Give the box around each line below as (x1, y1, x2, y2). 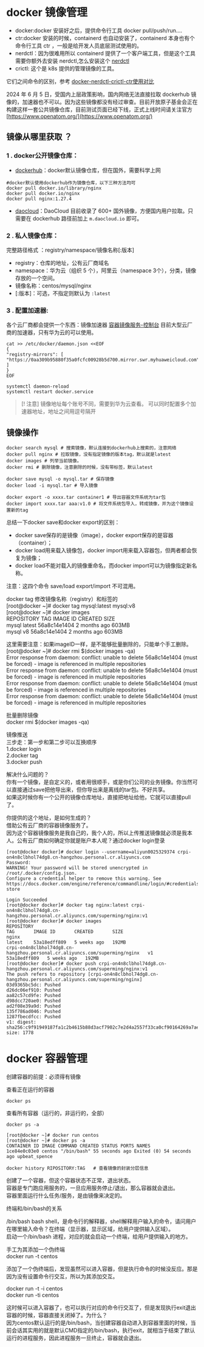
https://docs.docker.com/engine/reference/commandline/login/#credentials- (6, 881, 202, 887)
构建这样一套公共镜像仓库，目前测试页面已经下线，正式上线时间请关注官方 (6, 106, 192, 113)
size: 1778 (6, 1030, 34, 1036)
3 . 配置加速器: (6, 306, 49, 315)
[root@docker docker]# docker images (6, 918, 102, 924)
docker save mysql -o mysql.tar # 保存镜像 (6, 476, 114, 482)
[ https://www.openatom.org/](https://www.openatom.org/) (6, 112, 153, 120)
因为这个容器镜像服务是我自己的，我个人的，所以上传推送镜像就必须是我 (6, 829, 187, 837)
